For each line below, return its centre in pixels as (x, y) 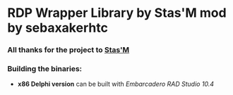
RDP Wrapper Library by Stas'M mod (117, 13)
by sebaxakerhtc (58, 28)
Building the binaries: (45, 69)
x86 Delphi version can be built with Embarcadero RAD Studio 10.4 (115, 84)
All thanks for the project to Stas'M (68, 50)
